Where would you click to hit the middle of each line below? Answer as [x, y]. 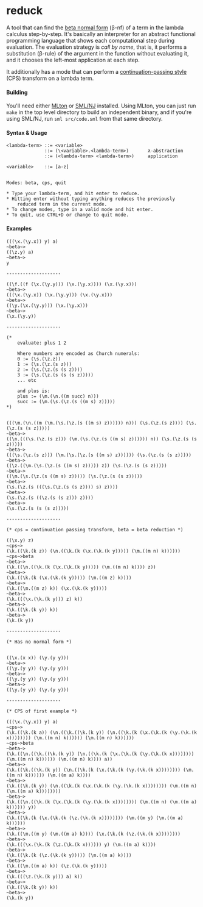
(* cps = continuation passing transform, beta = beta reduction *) [95, 529]
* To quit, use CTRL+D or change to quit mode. [68, 215]
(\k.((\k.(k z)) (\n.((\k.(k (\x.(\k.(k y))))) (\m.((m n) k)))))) [94, 551]
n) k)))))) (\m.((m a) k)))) [54, 775]
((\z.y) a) [20, 252]
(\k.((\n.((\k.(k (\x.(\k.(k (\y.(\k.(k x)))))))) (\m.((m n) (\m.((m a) [102, 802]
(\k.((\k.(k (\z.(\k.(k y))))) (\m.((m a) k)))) [69, 855]
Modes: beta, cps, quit [36, 183]
